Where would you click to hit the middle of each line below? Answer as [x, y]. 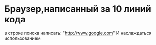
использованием [23, 38]
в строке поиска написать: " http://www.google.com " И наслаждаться [78, 33]
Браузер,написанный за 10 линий [78, 9]
